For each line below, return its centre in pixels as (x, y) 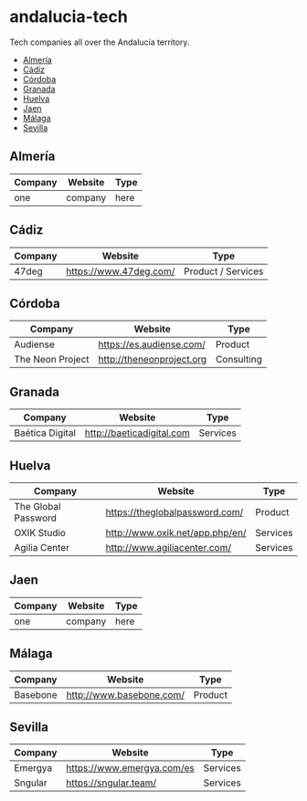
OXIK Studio (40, 533)
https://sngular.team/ (111, 783)
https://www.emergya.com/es (130, 768)
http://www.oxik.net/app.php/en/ (176, 533)
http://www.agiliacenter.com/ (168, 548)
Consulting (239, 360)
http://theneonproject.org (153, 360)
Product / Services (224, 271)
